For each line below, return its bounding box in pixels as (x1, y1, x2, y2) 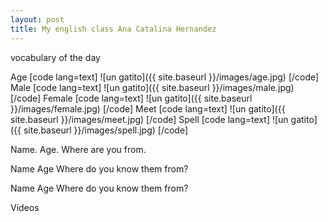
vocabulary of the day (10, 51, 101, 63)
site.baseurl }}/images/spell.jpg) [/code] (23, 124, 189, 136)
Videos (10, 201, 40, 213)
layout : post (10, 14, 65, 25)
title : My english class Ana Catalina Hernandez (10, 24, 217, 34)
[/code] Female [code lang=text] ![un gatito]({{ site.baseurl (10, 92, 253, 104)
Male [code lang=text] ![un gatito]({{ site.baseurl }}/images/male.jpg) (10, 81, 295, 93)
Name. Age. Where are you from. (10, 143, 147, 155)
